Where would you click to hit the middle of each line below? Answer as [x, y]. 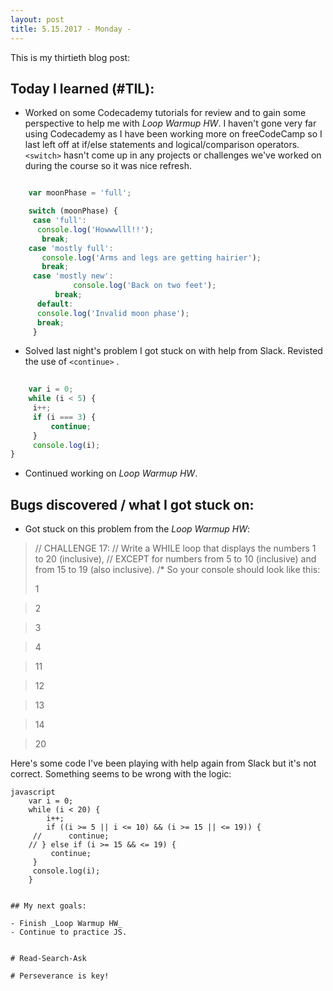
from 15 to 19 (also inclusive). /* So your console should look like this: [177, 570]
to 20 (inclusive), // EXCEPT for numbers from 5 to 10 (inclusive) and [175, 559]
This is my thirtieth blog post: [70, 57]
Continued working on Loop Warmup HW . [111, 473]
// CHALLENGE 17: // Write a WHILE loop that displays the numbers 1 [175, 548]
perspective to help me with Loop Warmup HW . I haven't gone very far [170, 123]
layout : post [37, 19]
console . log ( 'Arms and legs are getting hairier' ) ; [151, 257]
